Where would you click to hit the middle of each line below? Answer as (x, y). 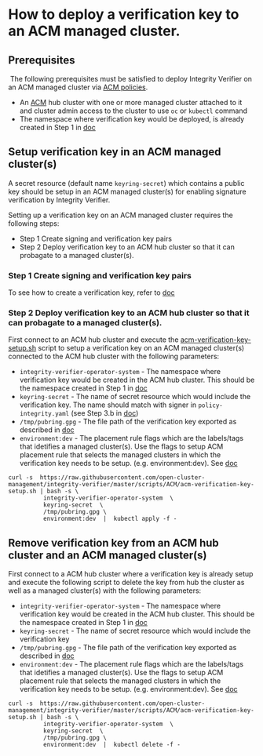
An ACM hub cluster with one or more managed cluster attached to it (131, 102)
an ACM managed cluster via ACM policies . (78, 87)
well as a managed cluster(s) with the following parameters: (105, 591)
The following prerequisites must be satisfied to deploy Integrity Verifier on (131, 79)
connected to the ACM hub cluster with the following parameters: (114, 356)
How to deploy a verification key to (124, 15)
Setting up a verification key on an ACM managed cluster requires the (121, 215)
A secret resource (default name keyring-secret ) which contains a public (126, 183)
